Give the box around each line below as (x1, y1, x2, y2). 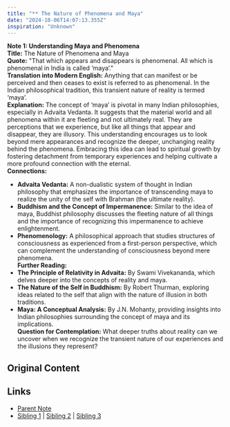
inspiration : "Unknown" (7, 23, 76, 30)
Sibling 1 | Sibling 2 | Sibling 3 (17, 411, 102, 419)
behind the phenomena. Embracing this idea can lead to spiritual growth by (7, 145, 221, 153)
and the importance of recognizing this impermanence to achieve (17, 217, 204, 226)
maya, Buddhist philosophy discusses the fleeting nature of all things (17, 210, 214, 218)
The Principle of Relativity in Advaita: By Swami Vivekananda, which (17, 269, 215, 277)
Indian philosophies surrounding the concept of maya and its (17, 313, 191, 321)
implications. (17, 320, 54, 329)
